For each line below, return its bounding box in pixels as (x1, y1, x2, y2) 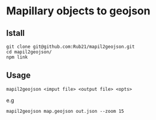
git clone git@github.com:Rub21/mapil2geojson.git (6, 44, 135, 50)
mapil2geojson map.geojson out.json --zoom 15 (6, 108, 124, 114)
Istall (6, 28, 25, 38)
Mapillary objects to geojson (6, 4, 151, 18)
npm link (6, 54, 28, 60)
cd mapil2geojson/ (6, 49, 52, 55)
